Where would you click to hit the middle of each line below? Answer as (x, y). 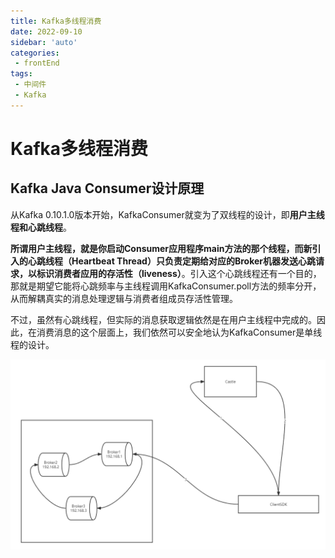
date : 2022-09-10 (46, 31)
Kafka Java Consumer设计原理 (107, 188)
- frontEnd (37, 63)
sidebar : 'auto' (44, 42)
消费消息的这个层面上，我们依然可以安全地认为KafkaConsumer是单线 (179, 332)
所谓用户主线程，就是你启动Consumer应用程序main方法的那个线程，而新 (161, 248)
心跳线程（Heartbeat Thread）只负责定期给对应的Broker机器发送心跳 (171, 261)
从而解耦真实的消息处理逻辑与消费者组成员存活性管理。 (124, 298)
